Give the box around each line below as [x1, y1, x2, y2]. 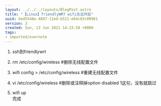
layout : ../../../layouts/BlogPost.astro [5, 7, 92, 12]
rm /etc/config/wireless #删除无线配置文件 [12, 59, 98, 65]
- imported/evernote [5, 35, 48, 40]
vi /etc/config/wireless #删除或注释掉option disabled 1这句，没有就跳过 [12, 79, 157, 86]
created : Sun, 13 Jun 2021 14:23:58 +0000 [5, 26, 94, 30]
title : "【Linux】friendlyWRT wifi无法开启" [5, 12, 94, 17]
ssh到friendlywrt [12, 49, 46, 54]
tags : [5, 30, 16, 35]
